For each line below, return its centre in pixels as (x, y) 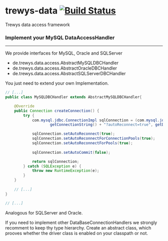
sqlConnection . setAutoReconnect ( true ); (73, 134)
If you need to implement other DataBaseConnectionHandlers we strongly (81, 222)
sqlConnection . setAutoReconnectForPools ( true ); (82, 143)
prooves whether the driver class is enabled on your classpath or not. (77, 233)
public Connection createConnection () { (57, 111)
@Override (24, 106)
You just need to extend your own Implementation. (57, 83)
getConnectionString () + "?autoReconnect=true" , (101, 125)
